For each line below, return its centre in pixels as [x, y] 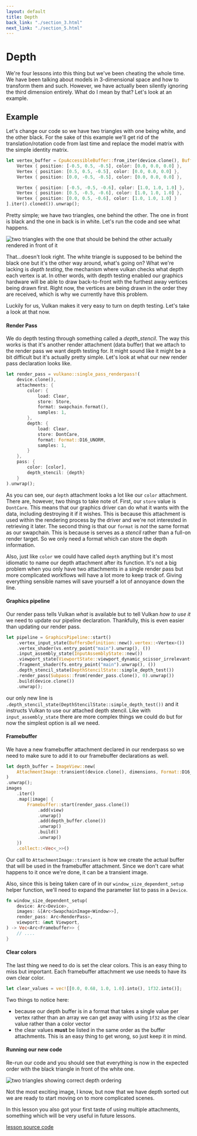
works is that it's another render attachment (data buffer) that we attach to [96, 345]
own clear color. [26, 978]
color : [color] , [47, 467]
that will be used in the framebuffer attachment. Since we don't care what [95, 866]
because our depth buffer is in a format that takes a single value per [96, 1011]
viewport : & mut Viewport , [48, 922]
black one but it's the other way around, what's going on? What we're [90, 263]
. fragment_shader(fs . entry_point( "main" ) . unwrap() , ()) [86, 665]
